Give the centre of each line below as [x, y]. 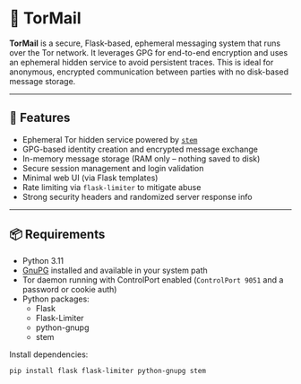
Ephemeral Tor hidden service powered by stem [110, 139]
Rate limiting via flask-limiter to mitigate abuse [112, 187]
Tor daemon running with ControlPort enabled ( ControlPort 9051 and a [153, 279]
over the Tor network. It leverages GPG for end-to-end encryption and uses [149, 52]
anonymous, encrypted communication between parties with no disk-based [149, 72]
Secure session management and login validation [113, 168]
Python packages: [56, 299]
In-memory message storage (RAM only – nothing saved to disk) [141, 158]
